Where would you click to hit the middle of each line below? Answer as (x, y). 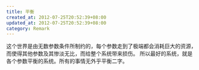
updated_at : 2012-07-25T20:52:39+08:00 (56, 23)
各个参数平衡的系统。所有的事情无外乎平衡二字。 (67, 61)
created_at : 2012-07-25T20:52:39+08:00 (56, 17)
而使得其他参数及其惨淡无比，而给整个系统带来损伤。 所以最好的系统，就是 (99, 54)
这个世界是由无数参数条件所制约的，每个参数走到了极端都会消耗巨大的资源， (101, 46)
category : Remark (28, 28)
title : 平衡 (20, 12)
